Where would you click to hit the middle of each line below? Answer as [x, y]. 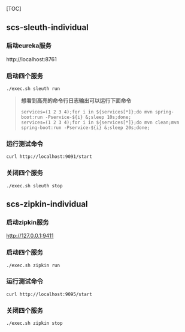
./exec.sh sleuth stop [34, 186]
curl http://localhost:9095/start [49, 294]
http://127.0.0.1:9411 [30, 236]
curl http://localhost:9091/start [49, 157]
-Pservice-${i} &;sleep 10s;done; [88, 117]
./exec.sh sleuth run [33, 89]
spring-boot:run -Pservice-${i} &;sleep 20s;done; [85, 128]
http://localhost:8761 [31, 59]
